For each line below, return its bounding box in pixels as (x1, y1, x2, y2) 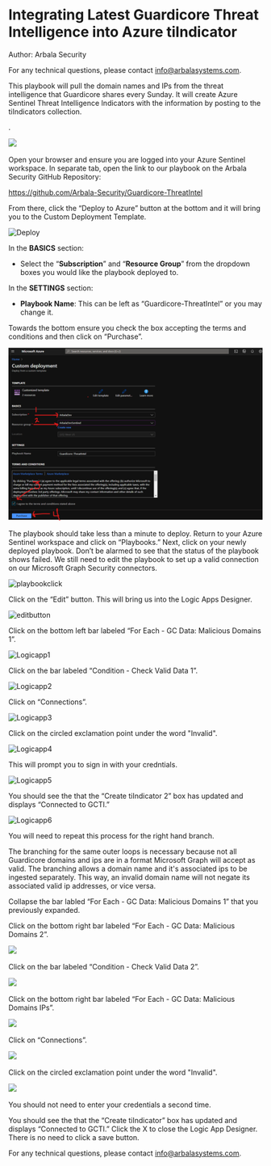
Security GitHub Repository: (8, 171, 102, 181)
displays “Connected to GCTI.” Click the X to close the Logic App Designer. (8, 1124, 258, 1134)
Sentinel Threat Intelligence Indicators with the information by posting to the (8, 98, 261, 108)
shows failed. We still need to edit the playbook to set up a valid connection (8, 554, 260, 564)
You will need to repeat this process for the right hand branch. (8, 830, 215, 840)
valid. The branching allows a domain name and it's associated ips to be (8, 864, 248, 873)
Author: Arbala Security (8, 49, 87, 59)
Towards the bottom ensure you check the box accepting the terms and (8, 323, 247, 332)
